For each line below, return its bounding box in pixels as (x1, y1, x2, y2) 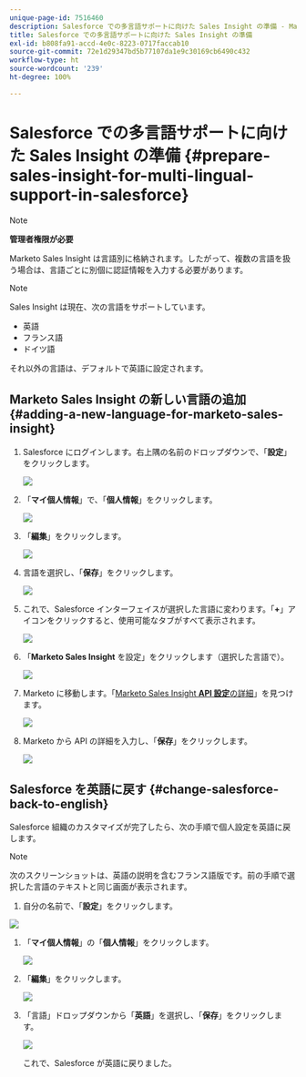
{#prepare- (184, 145, 271, 166)
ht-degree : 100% (9, 73, 71, 82)
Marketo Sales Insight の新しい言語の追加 (9, 392, 247, 408)
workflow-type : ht (9, 56, 79, 65)
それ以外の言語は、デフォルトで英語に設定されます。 (9, 362, 209, 373)
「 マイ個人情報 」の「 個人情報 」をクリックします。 (22, 937, 214, 948)
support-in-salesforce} (9, 184, 189, 205)
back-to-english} (9, 796, 109, 811)
